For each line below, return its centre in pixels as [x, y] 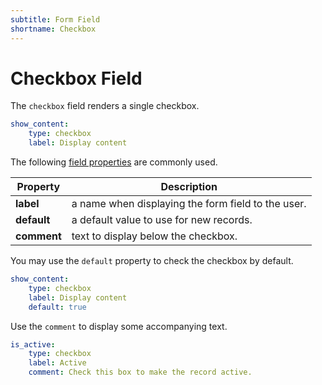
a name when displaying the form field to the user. [189, 204]
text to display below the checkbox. [154, 236]
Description [189, 187]
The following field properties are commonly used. [114, 162]
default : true [57, 307]
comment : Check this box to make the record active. [140, 372]
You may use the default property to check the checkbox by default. [152, 261]
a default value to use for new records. [162, 220]
